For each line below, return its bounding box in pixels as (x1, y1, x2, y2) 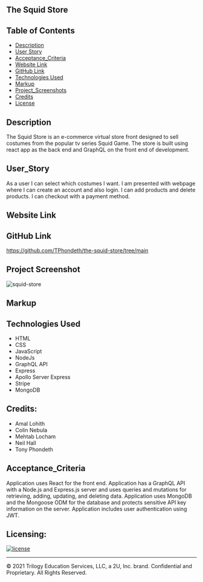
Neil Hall (14, 439, 36, 446)
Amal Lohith (14, 420, 45, 427)
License (14, 99, 35, 107)
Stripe (14, 380, 30, 387)
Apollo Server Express (14, 373, 71, 381)
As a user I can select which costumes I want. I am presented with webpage (6, 179, 196, 187)
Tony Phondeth (14, 446, 53, 453)
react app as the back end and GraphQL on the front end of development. (6, 146, 190, 153)
